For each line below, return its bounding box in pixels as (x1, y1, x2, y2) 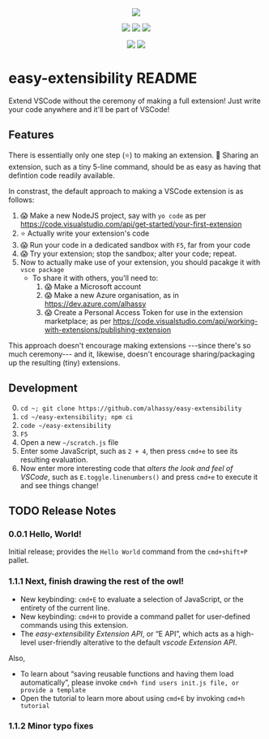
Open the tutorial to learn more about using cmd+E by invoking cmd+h (19, 693, 246, 702)
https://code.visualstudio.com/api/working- (113, 316, 258, 326)
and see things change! (19, 480, 99, 491)
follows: (8, 195, 35, 205)
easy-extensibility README (8, 69, 198, 88)
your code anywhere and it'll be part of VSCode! (8, 104, 170, 114)
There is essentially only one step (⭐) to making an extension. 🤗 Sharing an (8, 150, 259, 160)
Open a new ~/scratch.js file (19, 437, 119, 447)
